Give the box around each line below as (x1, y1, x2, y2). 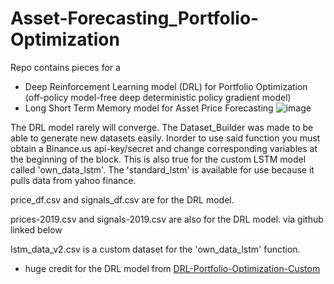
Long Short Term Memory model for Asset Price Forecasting (24, 102, 274, 114)
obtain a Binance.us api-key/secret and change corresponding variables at (10, 142, 318, 154)
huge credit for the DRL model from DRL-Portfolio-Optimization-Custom (24, 262, 321, 274)
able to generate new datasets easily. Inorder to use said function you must (10, 132, 321, 144)
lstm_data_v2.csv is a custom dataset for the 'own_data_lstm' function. (10, 243, 301, 255)
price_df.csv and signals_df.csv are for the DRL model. (10, 193, 235, 206)
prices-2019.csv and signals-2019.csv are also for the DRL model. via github (10, 213, 324, 225)
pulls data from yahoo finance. (10, 174, 137, 186)
